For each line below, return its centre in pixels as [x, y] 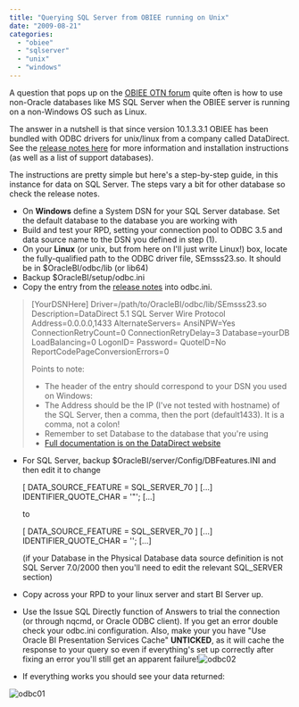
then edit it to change [61, 470]
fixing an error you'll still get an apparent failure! [110, 659]
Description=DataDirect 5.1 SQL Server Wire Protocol [128, 313]
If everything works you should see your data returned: [124, 676]
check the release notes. [54, 194]
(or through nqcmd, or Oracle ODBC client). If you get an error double [150, 620]
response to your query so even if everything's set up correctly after [148, 649]
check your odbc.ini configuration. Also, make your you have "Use [144, 630]
